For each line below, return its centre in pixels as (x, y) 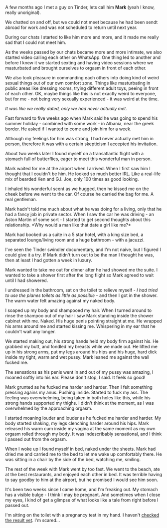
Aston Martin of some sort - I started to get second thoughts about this (78, 220)
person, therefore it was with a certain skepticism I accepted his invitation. (82, 144)
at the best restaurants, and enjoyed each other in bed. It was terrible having (84, 474)
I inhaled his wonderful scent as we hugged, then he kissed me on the (77, 189)
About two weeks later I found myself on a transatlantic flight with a (74, 153)
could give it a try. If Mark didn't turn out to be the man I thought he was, (80, 255)
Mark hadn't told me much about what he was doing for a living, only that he (83, 209)
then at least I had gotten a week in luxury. (49, 260)
